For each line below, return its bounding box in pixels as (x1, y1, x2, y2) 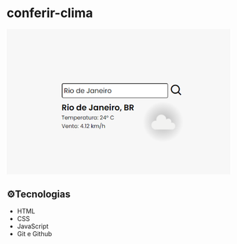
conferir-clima (6, 5, 94, 21)
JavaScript (16, 222, 49, 230)
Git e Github (16, 230, 53, 238)
